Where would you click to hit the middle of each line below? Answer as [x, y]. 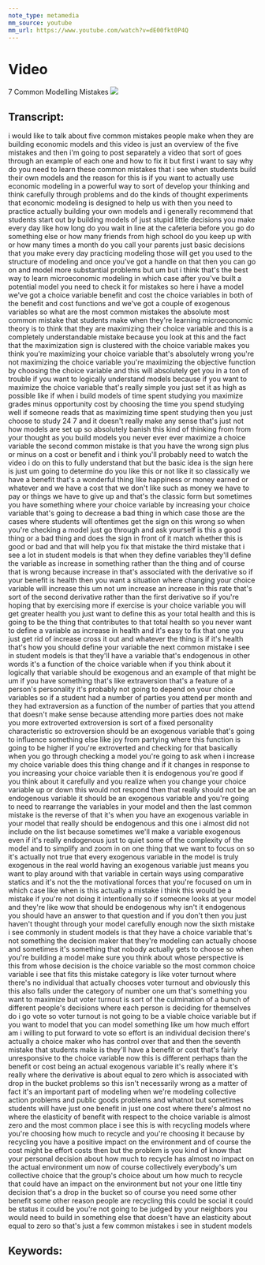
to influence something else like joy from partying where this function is [125, 739]
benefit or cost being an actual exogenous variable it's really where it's [123, 1067]
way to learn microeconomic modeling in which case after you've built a [125, 279]
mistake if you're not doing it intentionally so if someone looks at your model [132, 899]
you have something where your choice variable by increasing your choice [129, 505]
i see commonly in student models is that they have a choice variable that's [130, 933]
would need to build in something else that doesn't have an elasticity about [130, 1218]
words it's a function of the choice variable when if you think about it [119, 664]
